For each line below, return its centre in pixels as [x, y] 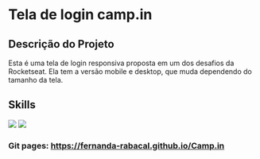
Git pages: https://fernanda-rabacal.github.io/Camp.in [116, 145]
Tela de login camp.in [80, 15]
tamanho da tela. [36, 80]
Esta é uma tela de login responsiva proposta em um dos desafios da [121, 63]
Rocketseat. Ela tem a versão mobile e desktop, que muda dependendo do [130, 72]
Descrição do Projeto [61, 44]
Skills [22, 105]
